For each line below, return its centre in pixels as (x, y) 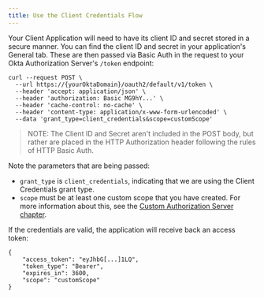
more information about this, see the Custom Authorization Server (126, 206)
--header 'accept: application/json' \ (81, 91)
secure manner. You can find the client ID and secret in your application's (127, 46)
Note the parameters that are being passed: (79, 166)
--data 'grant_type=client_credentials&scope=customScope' (114, 119)
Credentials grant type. (57, 189)
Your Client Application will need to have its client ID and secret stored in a (129, 38)
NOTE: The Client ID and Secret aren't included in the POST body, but (140, 133)
